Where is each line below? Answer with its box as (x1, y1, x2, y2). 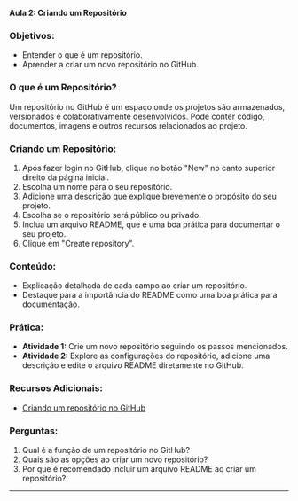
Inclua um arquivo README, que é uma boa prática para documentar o (21, 219, 281, 230)
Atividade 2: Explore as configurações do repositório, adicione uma (21, 350, 271, 362)
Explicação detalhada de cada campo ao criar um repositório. (21, 280, 247, 291)
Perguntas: (9, 425, 59, 437)
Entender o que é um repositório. (21, 50, 144, 60)
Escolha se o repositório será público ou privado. (21, 209, 201, 220)
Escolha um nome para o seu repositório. (21, 181, 173, 192)
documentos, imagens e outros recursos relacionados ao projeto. (9, 120, 248, 131)
